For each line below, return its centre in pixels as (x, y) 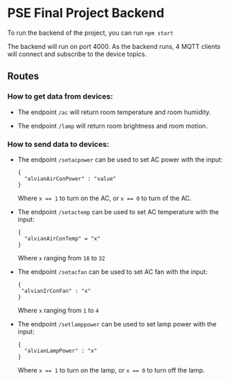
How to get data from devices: (60, 96)
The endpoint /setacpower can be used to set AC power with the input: (120, 159)
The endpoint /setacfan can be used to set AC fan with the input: (112, 272)
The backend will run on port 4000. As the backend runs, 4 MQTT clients (114, 46)
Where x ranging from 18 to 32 (61, 258)
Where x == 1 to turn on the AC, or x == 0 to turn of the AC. (105, 198)
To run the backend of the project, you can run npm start (91, 33)
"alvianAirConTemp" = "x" (62, 238)
